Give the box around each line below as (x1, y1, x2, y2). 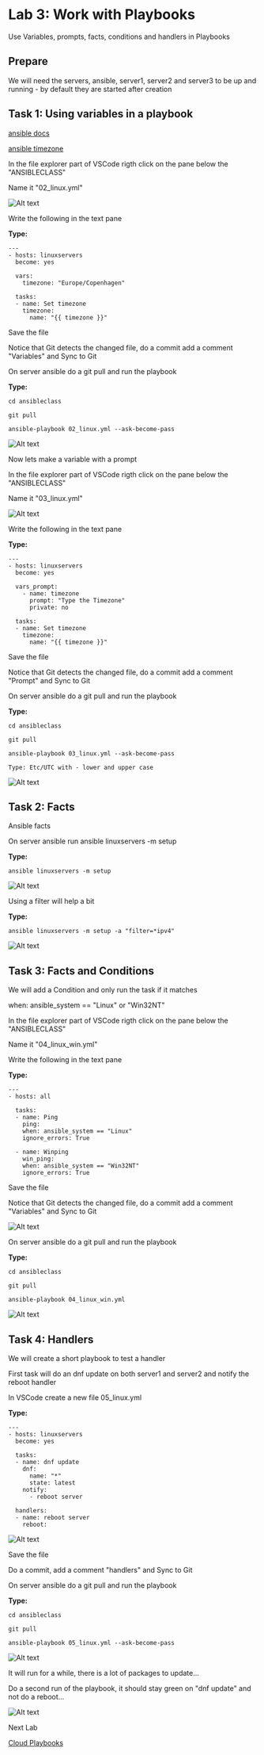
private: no (28, 603, 69, 611)
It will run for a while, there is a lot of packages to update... (8, 1669, 200, 1677)
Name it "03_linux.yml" (8, 493, 83, 503)
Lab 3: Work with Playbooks (8, 6, 196, 24)
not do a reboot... (8, 1692, 65, 1701)
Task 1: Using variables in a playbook (8, 107, 194, 120)
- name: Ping (15, 1114, 58, 1122)
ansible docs (8, 128, 50, 138)
